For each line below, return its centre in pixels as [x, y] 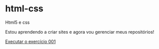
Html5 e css [17, 22]
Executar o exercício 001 [30, 41]
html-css [24, 9]
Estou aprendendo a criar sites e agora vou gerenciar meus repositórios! [80, 32]
